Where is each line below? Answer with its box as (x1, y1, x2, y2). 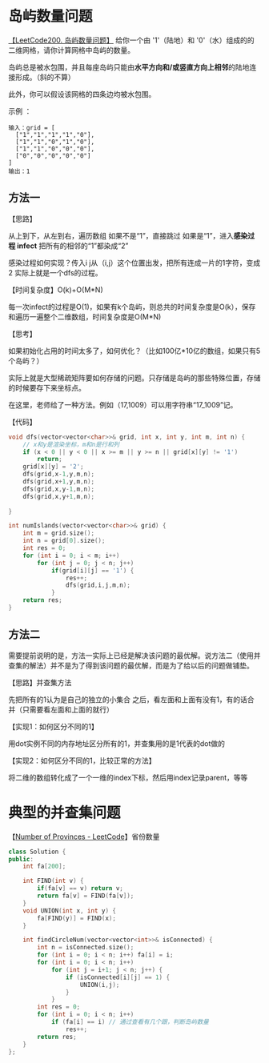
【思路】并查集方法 (8, 677, 72, 687)
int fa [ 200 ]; (22, 862, 66, 871)
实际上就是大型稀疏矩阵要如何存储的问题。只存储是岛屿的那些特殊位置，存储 (8, 373, 261, 383)
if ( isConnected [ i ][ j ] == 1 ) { (65, 973, 171, 981)
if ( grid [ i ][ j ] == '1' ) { (50, 566, 134, 575)
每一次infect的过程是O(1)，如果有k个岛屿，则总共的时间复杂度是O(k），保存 (8, 302, 256, 311)
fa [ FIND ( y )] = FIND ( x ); (37, 914, 116, 922)
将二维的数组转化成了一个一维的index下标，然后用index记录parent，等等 (8, 772, 248, 782)
